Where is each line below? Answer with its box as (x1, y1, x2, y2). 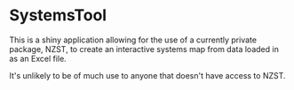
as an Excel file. (9, 53, 67, 64)
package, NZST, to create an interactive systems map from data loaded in (9, 43, 280, 54)
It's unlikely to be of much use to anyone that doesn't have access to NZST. (9, 70, 286, 80)
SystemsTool (9, 5, 107, 26)
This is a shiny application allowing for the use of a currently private (9, 34, 258, 45)
